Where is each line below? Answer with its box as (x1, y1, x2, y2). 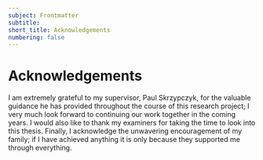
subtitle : (8, 19, 41, 27)
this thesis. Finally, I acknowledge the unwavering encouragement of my (8, 126, 243, 136)
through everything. (8, 143, 72, 153)
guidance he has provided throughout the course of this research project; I (8, 101, 250, 111)
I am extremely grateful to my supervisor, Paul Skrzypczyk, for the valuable (8, 93, 251, 103)
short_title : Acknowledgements (8, 26, 111, 34)
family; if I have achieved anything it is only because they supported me (8, 135, 241, 144)
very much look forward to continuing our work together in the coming (8, 110, 236, 119)
